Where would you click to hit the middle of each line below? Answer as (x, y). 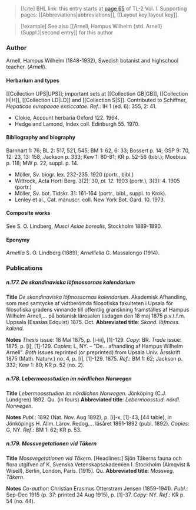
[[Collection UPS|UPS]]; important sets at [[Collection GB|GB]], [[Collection (97, 93)
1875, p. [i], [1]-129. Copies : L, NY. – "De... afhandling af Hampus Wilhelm (95, 346)
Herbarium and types (33, 80)
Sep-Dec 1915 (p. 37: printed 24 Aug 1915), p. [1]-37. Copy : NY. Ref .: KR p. (96, 495)
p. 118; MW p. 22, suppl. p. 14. (42, 163)
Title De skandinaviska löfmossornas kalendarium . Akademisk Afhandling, (97, 297)
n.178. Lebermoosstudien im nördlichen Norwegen (69, 378)
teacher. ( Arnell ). (26, 67)
